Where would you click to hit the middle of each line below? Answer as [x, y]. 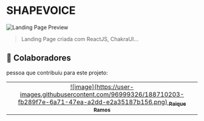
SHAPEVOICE [41, 11]
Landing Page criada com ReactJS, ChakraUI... [80, 39]
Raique [178, 104]
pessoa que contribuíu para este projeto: [57, 73]
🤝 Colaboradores [39, 58]
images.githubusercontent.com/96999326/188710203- [102, 94]
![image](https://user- [102, 87]
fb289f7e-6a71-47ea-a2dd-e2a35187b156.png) [93, 102]
